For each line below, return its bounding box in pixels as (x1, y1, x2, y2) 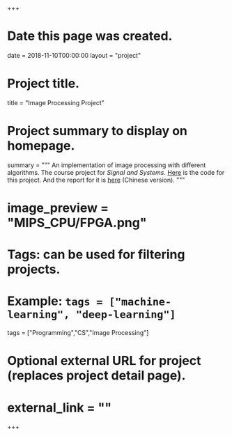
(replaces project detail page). (7, 368, 186, 384)
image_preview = (7, 200, 109, 216)
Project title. (7, 76, 80, 91)
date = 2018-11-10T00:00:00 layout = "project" (7, 51, 141, 59)
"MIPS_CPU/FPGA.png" (7, 215, 147, 231)
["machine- (109, 295, 172, 309)
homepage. (7, 138, 75, 154)
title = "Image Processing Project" (7, 98, 105, 107)
